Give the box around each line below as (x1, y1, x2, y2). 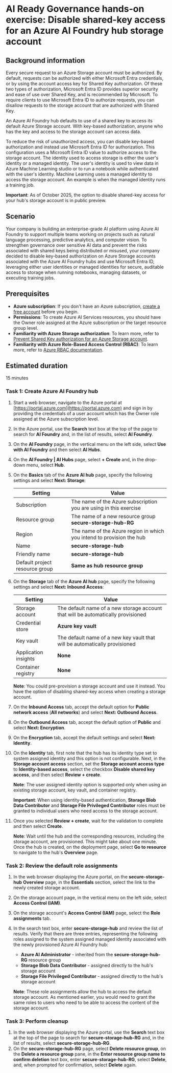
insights (15, 655, 35, 662)
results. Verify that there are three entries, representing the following (13, 931, 158, 937)
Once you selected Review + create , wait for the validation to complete (13, 818, 163, 824)
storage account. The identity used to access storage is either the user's (6, 155, 159, 161)
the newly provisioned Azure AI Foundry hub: (13, 941, 109, 948)
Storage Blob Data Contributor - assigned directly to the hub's (20, 962, 154, 969)
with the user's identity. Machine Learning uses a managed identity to (6, 171, 153, 177)
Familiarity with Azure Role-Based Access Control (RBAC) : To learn (13, 341, 158, 347)
